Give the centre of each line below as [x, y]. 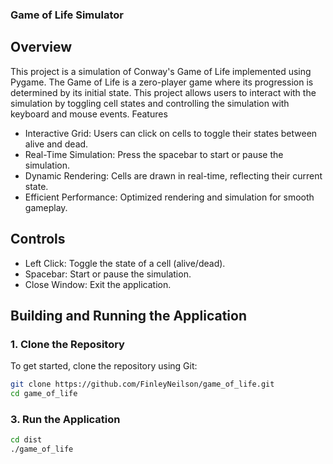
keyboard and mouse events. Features [89, 114]
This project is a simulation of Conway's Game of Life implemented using [161, 71]
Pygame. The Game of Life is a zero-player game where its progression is [162, 82]
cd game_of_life [44, 394]
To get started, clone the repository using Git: [104, 366]
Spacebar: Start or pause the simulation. [108, 274]
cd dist [26, 440]
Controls [38, 239]
